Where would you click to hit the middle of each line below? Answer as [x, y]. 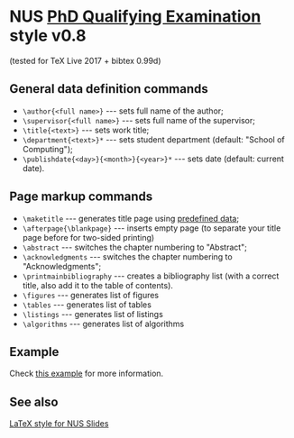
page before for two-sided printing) [88, 237]
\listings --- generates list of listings [93, 314]
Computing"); [48, 149]
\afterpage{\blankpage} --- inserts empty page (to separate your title [152, 228]
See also [34, 401]
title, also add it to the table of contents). [98, 285]
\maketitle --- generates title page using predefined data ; [131, 218]
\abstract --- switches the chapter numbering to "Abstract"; [135, 247]
